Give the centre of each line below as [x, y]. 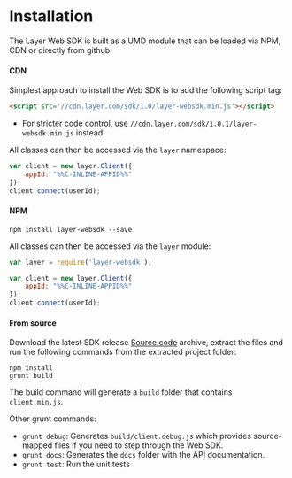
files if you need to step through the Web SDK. [139, 445]
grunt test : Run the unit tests [76, 464]
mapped [37, 445]
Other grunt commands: [53, 419]
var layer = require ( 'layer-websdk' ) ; [81, 262]
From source [33, 323]
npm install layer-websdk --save [71, 229]
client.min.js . [36, 402]
